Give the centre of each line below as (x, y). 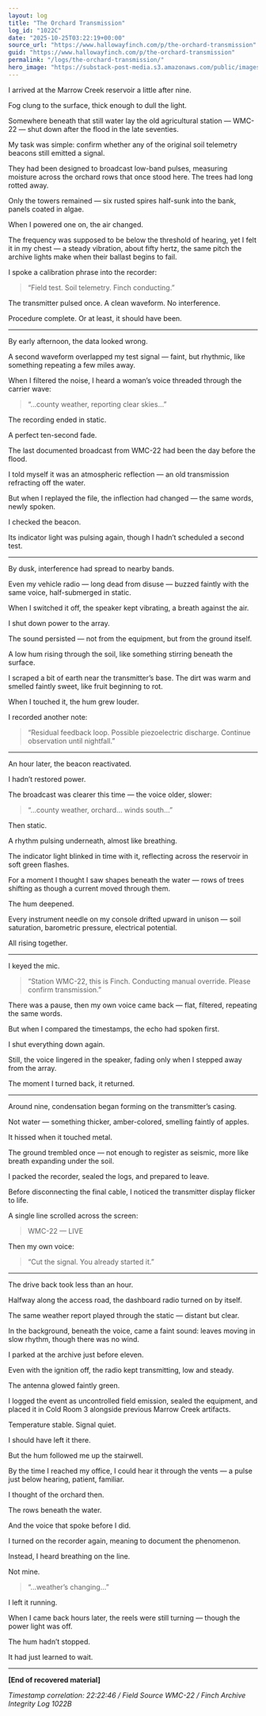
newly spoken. (32, 506)
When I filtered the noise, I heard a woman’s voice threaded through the (125, 380)
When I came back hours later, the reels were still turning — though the (124, 1617)
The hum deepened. (41, 903)
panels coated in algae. (46, 209)
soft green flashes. (39, 864)
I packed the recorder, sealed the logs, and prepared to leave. (109, 1176)
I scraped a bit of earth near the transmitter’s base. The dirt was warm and (129, 678)
